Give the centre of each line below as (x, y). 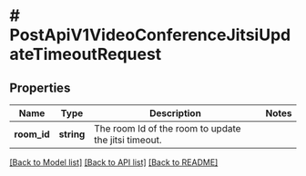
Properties (40, 88)
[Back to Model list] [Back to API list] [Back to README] (114, 162)
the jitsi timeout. (128, 140)
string (72, 134)
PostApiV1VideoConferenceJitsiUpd (150, 35)
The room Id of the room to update (168, 128)
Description (175, 113)
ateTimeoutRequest (86, 54)
